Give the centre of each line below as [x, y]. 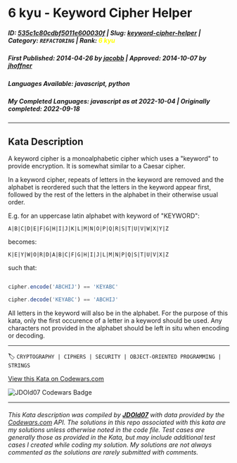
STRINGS [19, 365]
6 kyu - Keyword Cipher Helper [100, 13]
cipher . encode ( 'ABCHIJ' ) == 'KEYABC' [63, 287]
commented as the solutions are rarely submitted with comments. [103, 452]
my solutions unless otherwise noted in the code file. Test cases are [107, 430]
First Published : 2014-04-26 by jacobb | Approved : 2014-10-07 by [107, 58]
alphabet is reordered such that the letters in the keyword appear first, [110, 187]
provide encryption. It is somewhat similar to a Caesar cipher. [97, 166]
